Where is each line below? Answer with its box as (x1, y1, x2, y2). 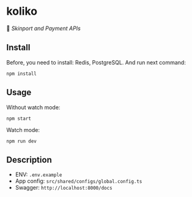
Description (6, 155, 52, 165)
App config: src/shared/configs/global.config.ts (15, 177, 142, 185)
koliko (6, 4, 38, 18)
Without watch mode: (6, 103, 61, 111)
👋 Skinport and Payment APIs (6, 25, 81, 32)
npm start (6, 115, 32, 122)
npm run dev (6, 138, 37, 144)
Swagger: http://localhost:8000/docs (15, 184, 113, 191)
